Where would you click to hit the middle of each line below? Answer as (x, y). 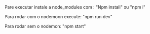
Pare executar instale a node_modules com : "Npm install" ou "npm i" (75, 7)
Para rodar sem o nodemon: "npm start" (45, 26)
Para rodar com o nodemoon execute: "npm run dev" (58, 17)
